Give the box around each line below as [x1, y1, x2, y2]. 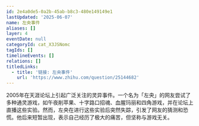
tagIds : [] [6, 47, 33, 53]
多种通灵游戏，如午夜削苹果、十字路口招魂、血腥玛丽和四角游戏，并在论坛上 [6, 99, 194, 106]
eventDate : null [6, 36, 46, 42]
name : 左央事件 [6, 20, 40, 25]
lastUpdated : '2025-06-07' [6, 14, 73, 20]
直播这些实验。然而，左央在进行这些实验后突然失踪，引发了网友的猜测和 [6, 106, 183, 114]
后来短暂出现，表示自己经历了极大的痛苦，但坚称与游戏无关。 [21, 114, 173, 121]
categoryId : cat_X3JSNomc [6, 42, 70, 48]
